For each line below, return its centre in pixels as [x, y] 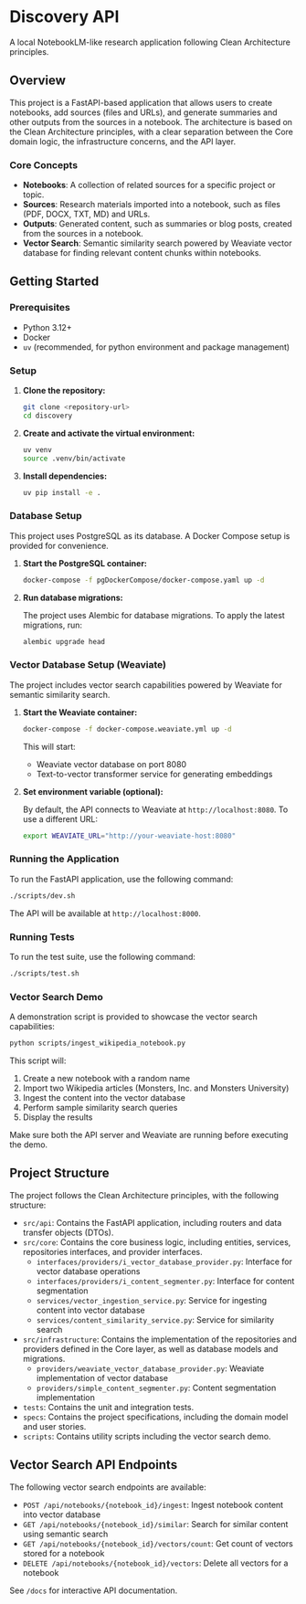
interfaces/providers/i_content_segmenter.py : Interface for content [165, 1281]
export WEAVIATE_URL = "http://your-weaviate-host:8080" [129, 836]
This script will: [38, 1061]
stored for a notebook [63, 1553]
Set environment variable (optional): [93, 791]
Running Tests [42, 936]
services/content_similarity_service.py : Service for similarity [155, 1319]
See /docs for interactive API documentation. [94, 1590]
